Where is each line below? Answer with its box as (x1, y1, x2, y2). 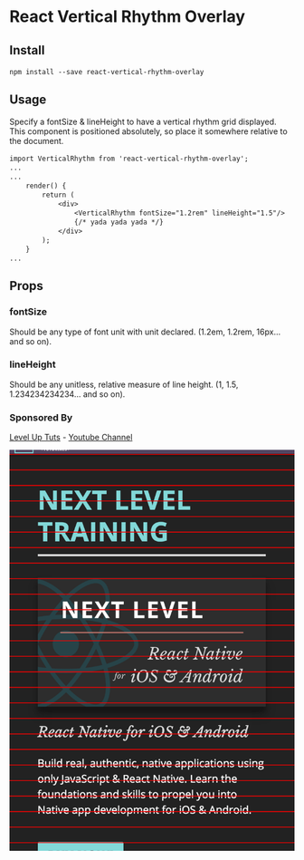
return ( (42, 190, 75, 199)
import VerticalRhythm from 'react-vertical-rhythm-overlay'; (9, 154, 249, 163)
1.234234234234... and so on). (9, 388, 126, 400)
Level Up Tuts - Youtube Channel (9, 432, 133, 443)
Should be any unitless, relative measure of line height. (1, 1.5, (9, 379, 239, 390)
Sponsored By (9, 411, 73, 423)
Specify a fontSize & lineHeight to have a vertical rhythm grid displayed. (9, 116, 278, 127)
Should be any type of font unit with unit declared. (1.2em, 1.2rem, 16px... (9, 326, 281, 337)
